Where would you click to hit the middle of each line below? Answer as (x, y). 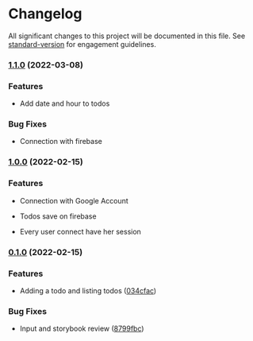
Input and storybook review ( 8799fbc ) (82, 329)
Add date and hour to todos (65, 103)
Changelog (45, 14)
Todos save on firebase (58, 216)
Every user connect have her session (80, 231)
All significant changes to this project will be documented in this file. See (127, 36)
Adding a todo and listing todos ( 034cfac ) (88, 290)
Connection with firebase (61, 141)
